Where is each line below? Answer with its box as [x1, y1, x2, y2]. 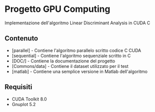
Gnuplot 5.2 [11, 101, 36, 107]
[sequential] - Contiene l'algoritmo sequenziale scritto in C [11, 53, 131, 58]
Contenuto [4, 34, 38, 43]
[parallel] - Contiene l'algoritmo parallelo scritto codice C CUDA [11, 47, 142, 53]
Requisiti [4, 83, 33, 91]
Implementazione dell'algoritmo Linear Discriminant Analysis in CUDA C [4, 20, 151, 26]
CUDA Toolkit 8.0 [11, 96, 47, 102]
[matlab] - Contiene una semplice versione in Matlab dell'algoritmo [11, 68, 148, 74]
